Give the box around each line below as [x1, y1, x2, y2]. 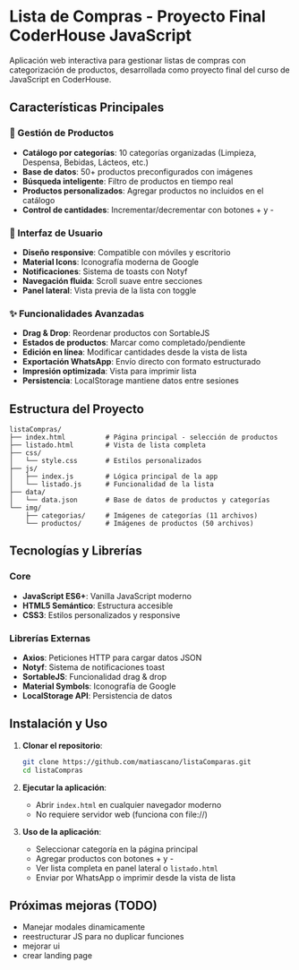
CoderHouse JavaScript [9, 25, 192, 46]
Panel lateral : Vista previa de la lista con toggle [21, 285, 197, 296]
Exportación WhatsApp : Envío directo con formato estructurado [21, 356, 261, 367]
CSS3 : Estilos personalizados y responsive [21, 609, 181, 620]
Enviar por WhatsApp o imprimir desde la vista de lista [35, 871, 235, 883]
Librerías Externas [9, 631, 91, 644]
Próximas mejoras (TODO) [9, 897, 158, 913]
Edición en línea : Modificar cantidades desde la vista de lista [21, 347, 248, 357]
